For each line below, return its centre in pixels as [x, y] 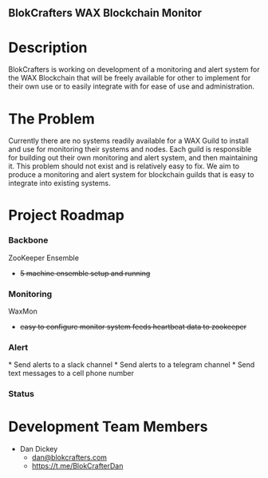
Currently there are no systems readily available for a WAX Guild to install [128, 141]
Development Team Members [108, 427]
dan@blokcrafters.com [69, 457]
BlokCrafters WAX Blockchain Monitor [105, 13]
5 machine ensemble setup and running [85, 273]
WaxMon [23, 311]
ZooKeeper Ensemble [44, 258]
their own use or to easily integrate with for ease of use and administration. [132, 86]
